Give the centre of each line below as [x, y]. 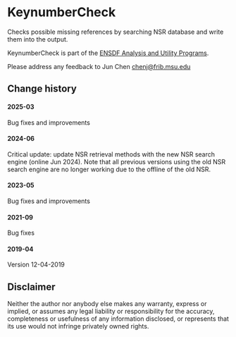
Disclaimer [31, 287]
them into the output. [38, 39]
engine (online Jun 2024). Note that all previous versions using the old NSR [117, 161]
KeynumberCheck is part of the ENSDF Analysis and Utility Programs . [108, 53]
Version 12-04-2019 [36, 264]
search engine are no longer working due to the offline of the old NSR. [109, 169]
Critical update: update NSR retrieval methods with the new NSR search [111, 154]
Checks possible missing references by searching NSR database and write [116, 32]
